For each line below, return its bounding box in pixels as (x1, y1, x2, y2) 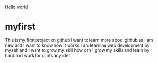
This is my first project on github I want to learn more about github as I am (5, 37, 153, 43)
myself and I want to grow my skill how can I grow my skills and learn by (5, 47, 150, 53)
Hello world (5, 4, 28, 10)
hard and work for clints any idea (5, 52, 71, 58)
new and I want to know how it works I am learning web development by (5, 42, 150, 48)
